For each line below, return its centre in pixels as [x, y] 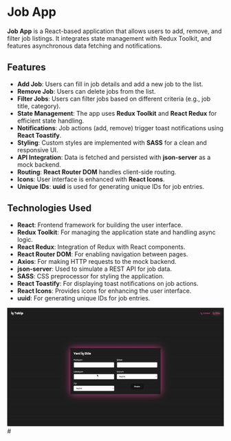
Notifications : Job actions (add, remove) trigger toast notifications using [120, 127]
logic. [25, 239]
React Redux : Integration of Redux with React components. [101, 247]
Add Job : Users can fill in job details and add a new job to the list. [110, 84]
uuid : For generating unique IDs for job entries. [84, 298]
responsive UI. [37, 150]
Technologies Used [49, 208]
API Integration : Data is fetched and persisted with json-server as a [114, 157]
